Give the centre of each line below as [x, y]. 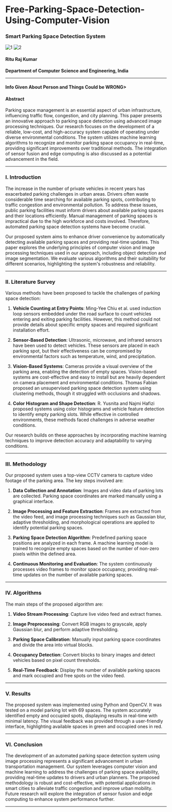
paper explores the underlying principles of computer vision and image [80, 247]
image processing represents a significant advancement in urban [74, 761]
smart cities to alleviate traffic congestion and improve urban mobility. [79, 788]
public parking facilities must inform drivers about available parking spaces [84, 210]
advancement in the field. [32, 159]
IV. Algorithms [24, 593]
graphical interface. [33, 502]
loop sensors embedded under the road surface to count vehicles [82, 314]
